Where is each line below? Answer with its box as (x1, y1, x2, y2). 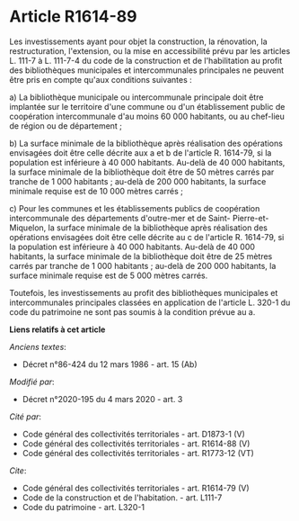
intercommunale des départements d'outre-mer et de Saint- (9, 212, 231, 223)
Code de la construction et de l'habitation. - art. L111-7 (22, 492, 223, 503)
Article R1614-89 (9, 6, 137, 27)
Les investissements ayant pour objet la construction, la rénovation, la (9, 36, 268, 47)
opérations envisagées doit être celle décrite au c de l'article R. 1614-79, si (9, 231, 285, 242)
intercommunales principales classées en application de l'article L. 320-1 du (9, 297, 291, 308)
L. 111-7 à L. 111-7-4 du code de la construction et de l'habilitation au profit (9, 55, 283, 66)
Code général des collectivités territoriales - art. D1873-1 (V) (22, 428, 245, 439)
